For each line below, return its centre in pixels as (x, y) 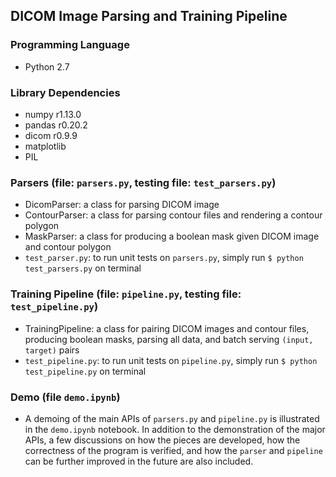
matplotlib (45, 146)
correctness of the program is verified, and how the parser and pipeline (173, 450)
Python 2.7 (47, 66)
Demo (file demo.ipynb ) (65, 397)
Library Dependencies (65, 92)
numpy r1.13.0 (53, 114)
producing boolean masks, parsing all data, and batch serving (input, (169, 339)
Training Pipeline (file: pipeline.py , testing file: (126, 294)
